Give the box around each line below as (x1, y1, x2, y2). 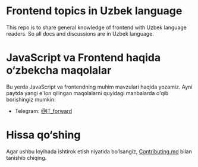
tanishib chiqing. (6, 154, 47, 161)
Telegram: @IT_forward (14, 107, 73, 114)
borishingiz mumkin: (6, 96, 56, 103)
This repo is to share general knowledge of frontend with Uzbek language (6, 24, 187, 31)
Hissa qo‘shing (6, 128, 81, 142)
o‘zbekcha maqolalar (6, 64, 112, 77)
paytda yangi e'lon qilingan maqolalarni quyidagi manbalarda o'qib (6, 89, 169, 96)
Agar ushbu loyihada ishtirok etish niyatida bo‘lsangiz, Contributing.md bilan (6, 147, 192, 155)
